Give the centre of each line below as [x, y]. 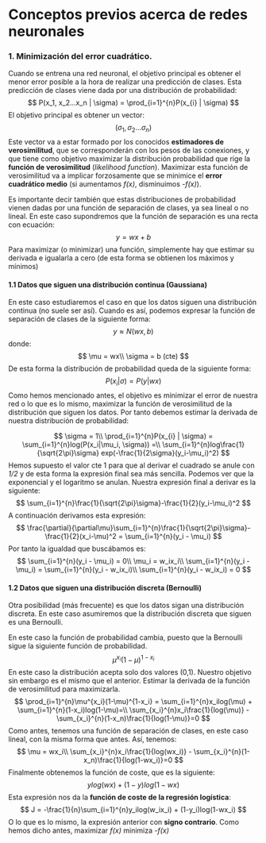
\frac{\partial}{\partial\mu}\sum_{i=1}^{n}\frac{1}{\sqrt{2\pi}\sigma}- [139, 528]
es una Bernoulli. [36, 622]
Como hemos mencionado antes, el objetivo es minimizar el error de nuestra [133, 395]
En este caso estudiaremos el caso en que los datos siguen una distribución [133, 302]
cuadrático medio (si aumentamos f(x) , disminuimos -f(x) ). [105, 184]
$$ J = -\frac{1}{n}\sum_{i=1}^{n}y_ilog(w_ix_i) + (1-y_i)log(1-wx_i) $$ [133, 810]
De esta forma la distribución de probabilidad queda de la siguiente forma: [130, 369]
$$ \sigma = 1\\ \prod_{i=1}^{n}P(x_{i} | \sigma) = [133, 436]
